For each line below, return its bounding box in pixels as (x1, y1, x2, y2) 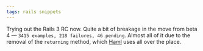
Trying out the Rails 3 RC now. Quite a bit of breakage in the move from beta (6, 25, 198, 32)
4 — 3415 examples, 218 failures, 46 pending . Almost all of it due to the (6, 31, 191, 39)
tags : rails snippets (6, 8, 62, 15)
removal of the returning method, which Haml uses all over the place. (6, 38, 182, 45)
